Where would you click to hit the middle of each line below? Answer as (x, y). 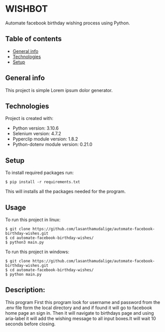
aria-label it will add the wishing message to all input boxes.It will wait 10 (80, 318)
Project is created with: (29, 118)
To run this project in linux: (33, 220)
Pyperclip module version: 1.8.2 (45, 139)
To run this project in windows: (37, 252)
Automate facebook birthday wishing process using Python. (68, 23)
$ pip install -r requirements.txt (43, 182)
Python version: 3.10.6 (36, 128)
